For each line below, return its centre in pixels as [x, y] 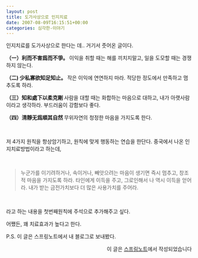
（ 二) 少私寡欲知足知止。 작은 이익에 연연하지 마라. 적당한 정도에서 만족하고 [94, 78]
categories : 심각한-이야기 [35, 28]
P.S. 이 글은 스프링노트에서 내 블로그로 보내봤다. [61, 237]
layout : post [22, 11]
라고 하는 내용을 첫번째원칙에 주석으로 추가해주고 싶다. [68, 211]
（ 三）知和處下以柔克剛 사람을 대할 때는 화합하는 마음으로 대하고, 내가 [88, 98]
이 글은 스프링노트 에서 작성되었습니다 [149, 249]
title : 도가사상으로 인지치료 [37, 17]
